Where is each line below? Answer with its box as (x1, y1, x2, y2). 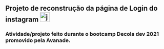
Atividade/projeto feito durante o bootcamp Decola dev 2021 (5, 31, 159, 38)
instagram (5, 15, 39, 24)
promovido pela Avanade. (5, 37, 71, 44)
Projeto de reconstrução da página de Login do (5, 4, 158, 13)
